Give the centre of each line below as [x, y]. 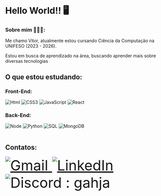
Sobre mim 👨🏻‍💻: [25, 30]
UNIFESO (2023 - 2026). [31, 46]
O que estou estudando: [44, 77]
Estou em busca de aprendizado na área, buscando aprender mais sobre [81, 56]
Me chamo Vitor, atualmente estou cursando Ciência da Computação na [80, 41]
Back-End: [18, 116]
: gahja [88, 183]
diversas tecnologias [27, 61]
